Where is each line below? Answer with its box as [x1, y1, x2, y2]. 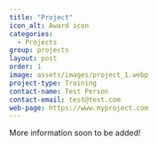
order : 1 [9, 63, 42, 72]
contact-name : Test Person [9, 87, 109, 95]
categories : [9, 29, 53, 38]
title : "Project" [9, 12, 74, 22]
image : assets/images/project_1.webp [9, 71, 149, 80]
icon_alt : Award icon [9, 21, 90, 30]
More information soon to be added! [9, 127, 141, 138]
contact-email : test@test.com [9, 95, 122, 104]
